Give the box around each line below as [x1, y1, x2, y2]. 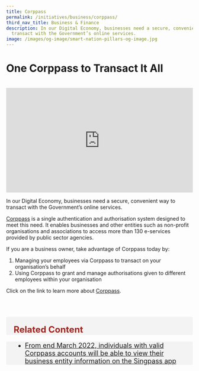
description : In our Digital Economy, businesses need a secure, [6, 25, 171, 31]
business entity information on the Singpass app [24, 357, 176, 366]
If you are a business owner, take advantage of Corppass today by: [6, 246, 170, 253]
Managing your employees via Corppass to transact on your [14, 257, 162, 264]
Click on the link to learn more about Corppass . [6, 288, 121, 295]
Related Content [14, 324, 84, 335]
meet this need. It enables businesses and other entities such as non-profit [6, 221, 190, 228]
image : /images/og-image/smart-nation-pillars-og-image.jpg [6, 36, 158, 42]
